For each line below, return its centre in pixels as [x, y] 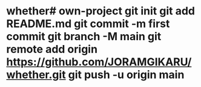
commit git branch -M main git [84, 37]
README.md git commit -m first [88, 24]
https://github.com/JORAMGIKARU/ [99, 62]
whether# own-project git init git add [101, 11]
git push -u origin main [126, 75]
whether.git [36, 75]
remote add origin [52, 49]
